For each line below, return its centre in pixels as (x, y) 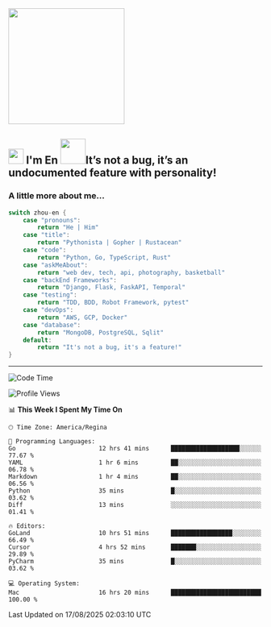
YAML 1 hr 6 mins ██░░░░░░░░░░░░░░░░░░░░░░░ (135, 463)
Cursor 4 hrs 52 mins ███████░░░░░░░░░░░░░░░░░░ (135, 547)
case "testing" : (50, 295)
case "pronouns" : (52, 220)
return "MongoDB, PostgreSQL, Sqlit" (100, 332)
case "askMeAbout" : (56, 265)
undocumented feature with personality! (113, 173)
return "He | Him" (68, 228)
